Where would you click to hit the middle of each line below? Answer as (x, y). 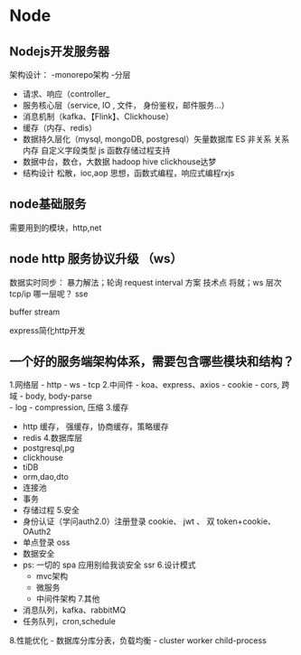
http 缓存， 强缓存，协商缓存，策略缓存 (95, 426)
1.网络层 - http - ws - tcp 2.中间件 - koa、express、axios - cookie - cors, (145, 385)
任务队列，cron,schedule (69, 622)
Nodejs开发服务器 (60, 51)
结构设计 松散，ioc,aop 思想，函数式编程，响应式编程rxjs (128, 173)
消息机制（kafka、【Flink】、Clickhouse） (98, 117)
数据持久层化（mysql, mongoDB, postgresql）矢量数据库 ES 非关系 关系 (156, 139)
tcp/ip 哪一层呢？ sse (49, 294)
